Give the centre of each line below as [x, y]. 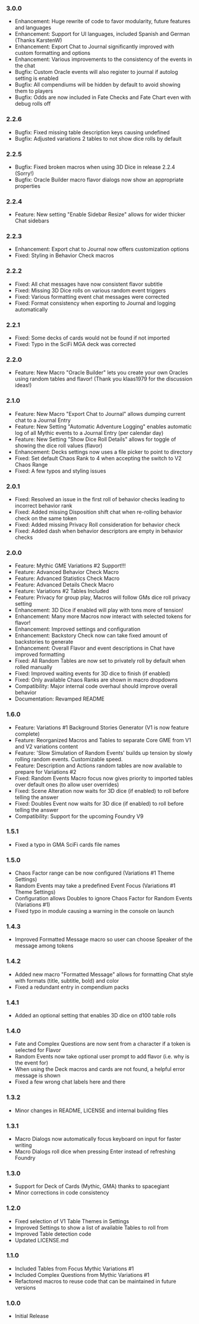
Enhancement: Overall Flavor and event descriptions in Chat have [95, 648]
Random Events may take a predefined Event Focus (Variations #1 [95, 886]
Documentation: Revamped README [60, 699]
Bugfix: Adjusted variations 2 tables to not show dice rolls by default [98, 138]
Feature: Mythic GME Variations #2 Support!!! [70, 566]
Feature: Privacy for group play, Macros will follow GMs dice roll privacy [103, 597]
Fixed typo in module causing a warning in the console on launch [94, 911]
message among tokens [44, 946]
